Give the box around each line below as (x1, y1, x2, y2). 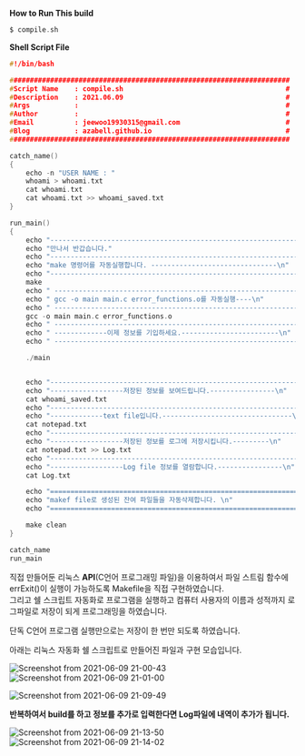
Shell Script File (9, 41, 70, 53)
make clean (25, 520, 67, 529)
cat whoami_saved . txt (25, 395, 107, 404)
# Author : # (9, 109, 290, 119)
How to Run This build (9, 8, 93, 18)
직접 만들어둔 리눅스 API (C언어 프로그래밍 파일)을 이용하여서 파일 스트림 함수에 (9, 571, 289, 582)
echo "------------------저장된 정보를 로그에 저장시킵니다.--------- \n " (25, 437, 282, 446)
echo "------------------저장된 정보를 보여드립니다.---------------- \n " (25, 386, 288, 395)
